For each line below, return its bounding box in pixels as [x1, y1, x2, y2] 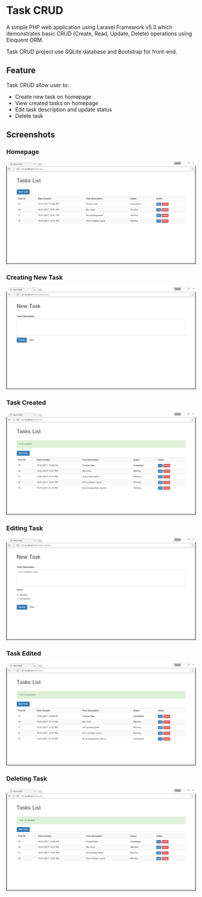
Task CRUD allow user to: [6, 81, 69, 88]
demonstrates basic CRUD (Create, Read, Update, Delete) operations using [6, 29, 192, 37]
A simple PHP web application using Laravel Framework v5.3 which [6, 23, 173, 31]
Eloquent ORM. [6, 36, 44, 43]
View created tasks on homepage [14, 99, 99, 106]
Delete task [14, 112, 43, 119]
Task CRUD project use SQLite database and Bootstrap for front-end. [6, 48, 177, 55]
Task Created [6, 398, 46, 407]
